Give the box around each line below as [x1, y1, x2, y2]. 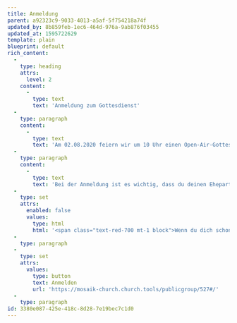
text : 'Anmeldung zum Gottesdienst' [32, 102, 140, 109]
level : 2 [25, 75, 52, 83]
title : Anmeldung [7, 10, 59, 18]
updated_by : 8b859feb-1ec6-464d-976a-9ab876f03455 [7, 23, 159, 30]
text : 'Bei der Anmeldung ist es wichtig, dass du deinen [32, 181, 207, 188]
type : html [32, 220, 65, 227]
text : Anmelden [32, 279, 78, 286]
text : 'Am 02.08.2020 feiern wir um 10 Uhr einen [32, 142, 181, 149]
